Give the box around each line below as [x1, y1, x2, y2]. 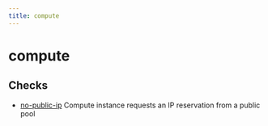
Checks [8, 78, 49, 93]
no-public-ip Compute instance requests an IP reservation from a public [19, 100, 261, 110]
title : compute [8, 11, 60, 20]
